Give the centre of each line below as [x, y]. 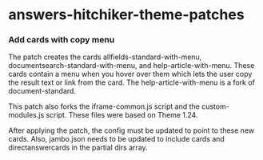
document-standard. [42, 91]
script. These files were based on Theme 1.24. [122, 115]
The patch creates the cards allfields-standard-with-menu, [105, 57]
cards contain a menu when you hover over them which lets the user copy [130, 74]
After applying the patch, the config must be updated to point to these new [131, 130]
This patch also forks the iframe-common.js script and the [104, 106]
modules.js [26, 115]
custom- [215, 106]
